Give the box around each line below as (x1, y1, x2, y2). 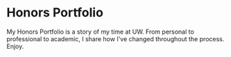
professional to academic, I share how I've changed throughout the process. (6, 34, 225, 43)
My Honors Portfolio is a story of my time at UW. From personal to (6, 27, 195, 36)
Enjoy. (6, 42, 24, 50)
